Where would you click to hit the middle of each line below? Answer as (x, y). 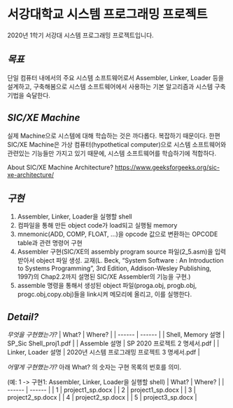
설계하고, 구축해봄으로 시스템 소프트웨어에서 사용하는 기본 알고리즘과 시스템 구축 (116, 86)
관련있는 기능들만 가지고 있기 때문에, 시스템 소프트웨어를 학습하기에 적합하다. (112, 153)
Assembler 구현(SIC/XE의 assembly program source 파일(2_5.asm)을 (115, 252)
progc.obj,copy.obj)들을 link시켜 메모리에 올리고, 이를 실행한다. (105, 294)
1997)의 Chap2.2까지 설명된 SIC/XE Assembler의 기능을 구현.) (104, 277)
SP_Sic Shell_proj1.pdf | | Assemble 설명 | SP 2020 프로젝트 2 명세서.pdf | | (113, 343)
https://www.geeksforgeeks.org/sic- (168, 167)
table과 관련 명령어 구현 (50, 243)
